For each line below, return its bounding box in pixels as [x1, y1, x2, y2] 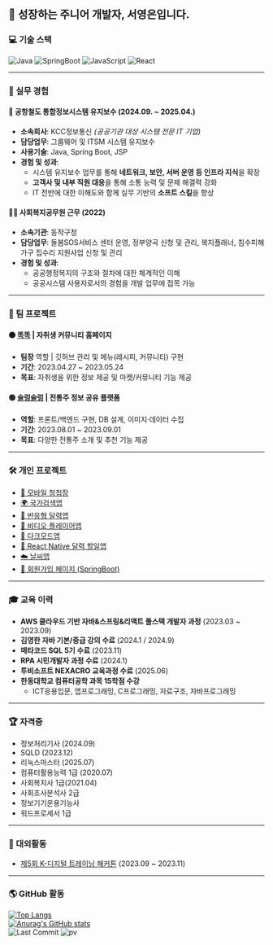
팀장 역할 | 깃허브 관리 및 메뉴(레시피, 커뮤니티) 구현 [19, 352, 184, 362]
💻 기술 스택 [8, 34, 52, 46]
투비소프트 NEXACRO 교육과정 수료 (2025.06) [19, 666, 169, 676]
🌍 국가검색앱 [19, 497, 63, 507]
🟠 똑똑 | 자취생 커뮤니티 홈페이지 [8, 330, 112, 339]
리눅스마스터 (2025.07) [19, 758, 95, 768]
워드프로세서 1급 [19, 808, 71, 818]
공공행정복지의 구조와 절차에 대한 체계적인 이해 [32, 268, 180, 278]
